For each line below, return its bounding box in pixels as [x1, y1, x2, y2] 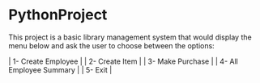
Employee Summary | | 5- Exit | [8, 64, 113, 74]
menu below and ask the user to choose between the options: [8, 40, 215, 50]
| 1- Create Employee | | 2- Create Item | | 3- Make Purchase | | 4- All [8, 56, 239, 66]
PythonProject [8, 6, 108, 24]
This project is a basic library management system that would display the [8, 32, 253, 42]
